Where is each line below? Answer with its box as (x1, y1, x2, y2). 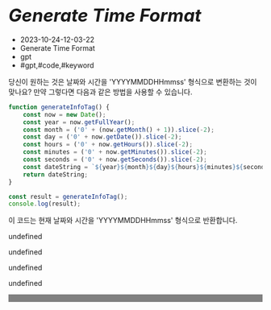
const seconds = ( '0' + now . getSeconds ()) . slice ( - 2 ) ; (23, 155, 207, 164)
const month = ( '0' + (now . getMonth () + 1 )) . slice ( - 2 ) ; (23, 126, 215, 134)
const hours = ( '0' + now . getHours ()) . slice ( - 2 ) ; (23, 141, 194, 149)
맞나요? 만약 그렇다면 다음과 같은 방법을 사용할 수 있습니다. (8, 87, 193, 97)
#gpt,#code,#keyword (19, 60, 94, 70)
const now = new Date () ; (23, 110, 106, 118)
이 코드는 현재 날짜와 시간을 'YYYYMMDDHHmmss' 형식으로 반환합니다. (8, 216, 238, 225)
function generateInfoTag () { (8, 103, 110, 111)
